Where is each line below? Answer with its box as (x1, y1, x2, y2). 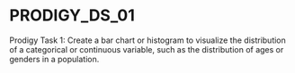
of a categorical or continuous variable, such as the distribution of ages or (9, 44, 284, 54)
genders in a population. (9, 53, 100, 64)
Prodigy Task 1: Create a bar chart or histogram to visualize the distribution (9, 35, 286, 45)
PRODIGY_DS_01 (9, 5, 135, 26)
